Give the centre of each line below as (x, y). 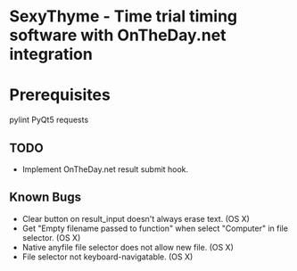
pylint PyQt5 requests (49, 120)
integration (51, 54)
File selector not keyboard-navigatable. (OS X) (107, 257)
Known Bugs (45, 197)
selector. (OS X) (51, 237)
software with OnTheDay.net (118, 35)
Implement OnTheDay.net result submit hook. (105, 169)
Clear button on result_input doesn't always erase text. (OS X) (136, 218)
